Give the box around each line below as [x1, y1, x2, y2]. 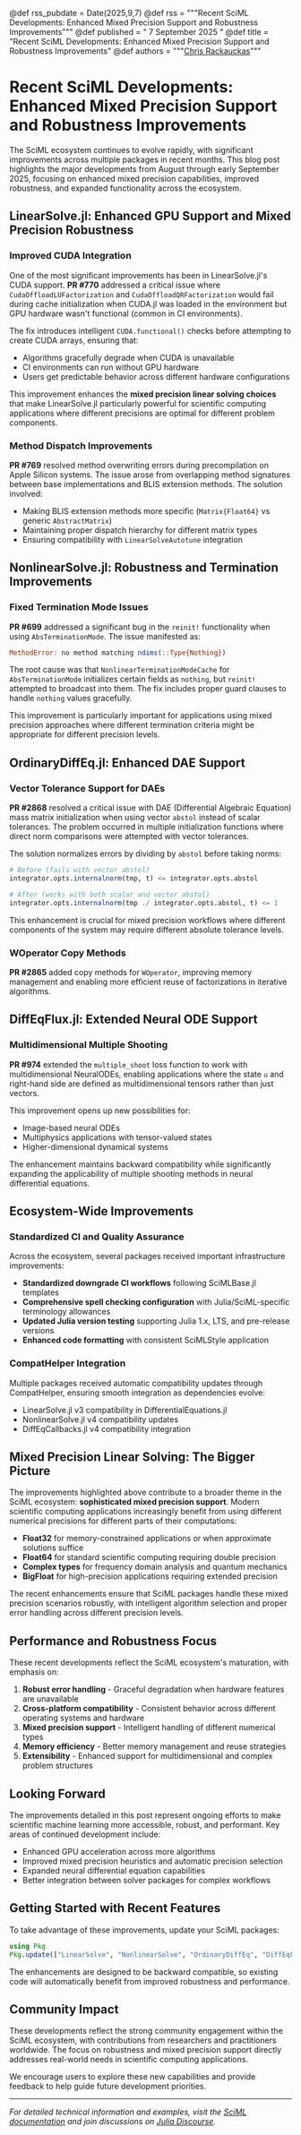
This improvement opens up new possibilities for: [9, 1105, 191, 1116]
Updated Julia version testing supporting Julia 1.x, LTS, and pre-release [21, 1316, 290, 1326]
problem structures [21, 1760, 94, 1771]
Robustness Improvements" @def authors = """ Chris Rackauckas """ [9, 46, 262, 56]
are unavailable [21, 1693, 79, 1704]
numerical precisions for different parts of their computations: [9, 1515, 237, 1526]
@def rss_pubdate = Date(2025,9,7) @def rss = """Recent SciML [9, 8, 249, 18]
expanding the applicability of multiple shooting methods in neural [9, 1168, 254, 1179]
